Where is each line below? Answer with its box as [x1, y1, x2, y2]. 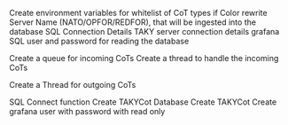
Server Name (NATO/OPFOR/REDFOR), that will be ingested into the [9, 17, 257, 27]
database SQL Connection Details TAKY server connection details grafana [9, 27, 280, 36]
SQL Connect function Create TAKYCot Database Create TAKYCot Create [9, 97, 277, 107]
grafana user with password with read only [9, 106, 166, 116]
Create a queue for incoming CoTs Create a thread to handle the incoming [9, 53, 279, 63]
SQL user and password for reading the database [9, 35, 190, 46]
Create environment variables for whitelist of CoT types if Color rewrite [9, 8, 268, 18]
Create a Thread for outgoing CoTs [9, 80, 136, 90]
